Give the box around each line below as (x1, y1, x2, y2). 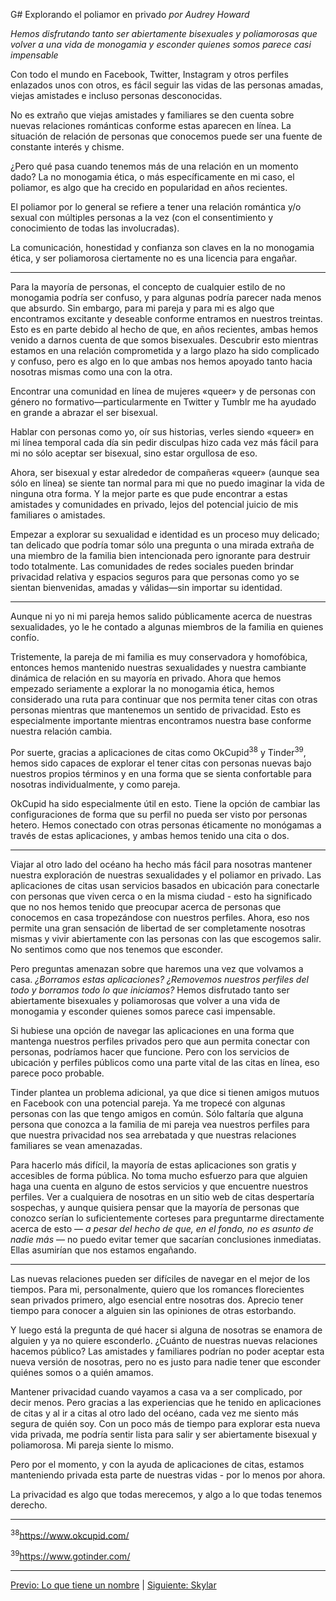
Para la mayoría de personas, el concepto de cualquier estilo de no (10, 281, 286, 293)
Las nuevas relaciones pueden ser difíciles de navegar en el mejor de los (10, 1272, 311, 1284)
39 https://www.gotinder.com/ (10, 1549, 131, 1562)
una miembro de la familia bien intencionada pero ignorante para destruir (10, 550, 311, 561)
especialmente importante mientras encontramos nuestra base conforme (10, 715, 312, 726)
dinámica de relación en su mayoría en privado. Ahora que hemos (10, 672, 282, 684)
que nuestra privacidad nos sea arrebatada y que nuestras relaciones (10, 1129, 297, 1141)
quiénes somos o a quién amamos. (10, 1366, 154, 1378)
